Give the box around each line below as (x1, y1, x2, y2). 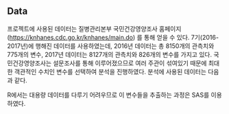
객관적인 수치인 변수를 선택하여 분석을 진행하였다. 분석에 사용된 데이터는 (14, 67, 207, 76)
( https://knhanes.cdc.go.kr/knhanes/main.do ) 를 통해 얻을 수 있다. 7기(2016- (7, 33, 219, 41)
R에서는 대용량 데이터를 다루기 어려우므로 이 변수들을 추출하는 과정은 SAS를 (7, 91, 210, 99)
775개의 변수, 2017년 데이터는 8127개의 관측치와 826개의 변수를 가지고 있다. (7, 50, 213, 58)
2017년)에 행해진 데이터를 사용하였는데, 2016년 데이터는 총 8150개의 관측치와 (7, 41, 215, 50)
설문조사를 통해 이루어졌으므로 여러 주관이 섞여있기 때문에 (52, 58, 207, 67)
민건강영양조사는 (7, 58, 52, 67)
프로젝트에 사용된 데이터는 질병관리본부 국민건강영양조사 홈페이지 (7, 24, 182, 33)
